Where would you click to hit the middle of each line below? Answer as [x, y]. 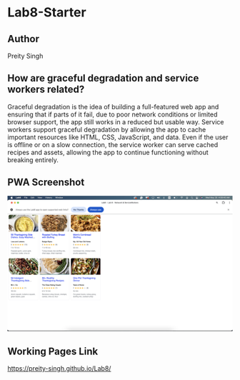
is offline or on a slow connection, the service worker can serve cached [113, 144]
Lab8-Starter [47, 12]
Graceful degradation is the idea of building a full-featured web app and [113, 106]
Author [23, 39]
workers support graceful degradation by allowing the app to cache [107, 129]
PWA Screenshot [46, 182]
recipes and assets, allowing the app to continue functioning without [108, 152]
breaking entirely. [33, 160]
